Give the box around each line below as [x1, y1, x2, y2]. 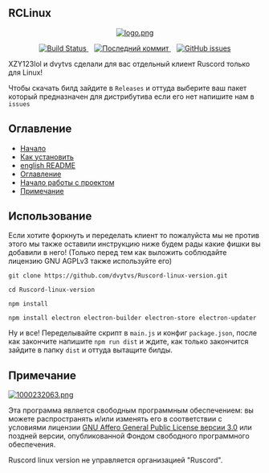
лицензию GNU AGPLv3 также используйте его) [8, 257, 173, 266]
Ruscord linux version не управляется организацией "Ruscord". [8, 455, 223, 465]
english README [19, 160, 76, 170]
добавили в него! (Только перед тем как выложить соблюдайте [8, 248, 227, 257]
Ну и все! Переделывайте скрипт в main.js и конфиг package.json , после [8, 328, 257, 338]
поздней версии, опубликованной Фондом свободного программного [8, 431, 251, 441]
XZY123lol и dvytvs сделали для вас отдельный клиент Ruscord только [8, 59, 251, 68]
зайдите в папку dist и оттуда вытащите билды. [8, 345, 173, 355]
